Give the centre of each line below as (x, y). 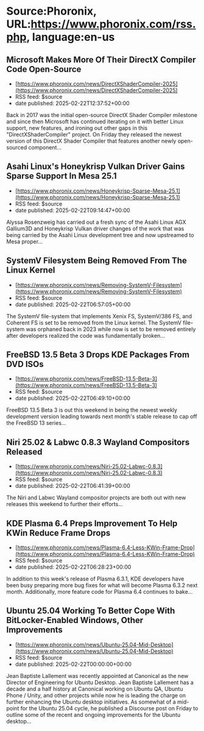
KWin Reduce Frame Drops (58, 533)
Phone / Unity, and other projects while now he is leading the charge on (96, 695)
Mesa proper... (25, 241)
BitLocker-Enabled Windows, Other (75, 620)
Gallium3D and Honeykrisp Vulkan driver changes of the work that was (95, 228)
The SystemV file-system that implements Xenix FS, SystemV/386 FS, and (99, 316)
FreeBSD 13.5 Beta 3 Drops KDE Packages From (98, 355)
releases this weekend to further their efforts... (65, 504)
